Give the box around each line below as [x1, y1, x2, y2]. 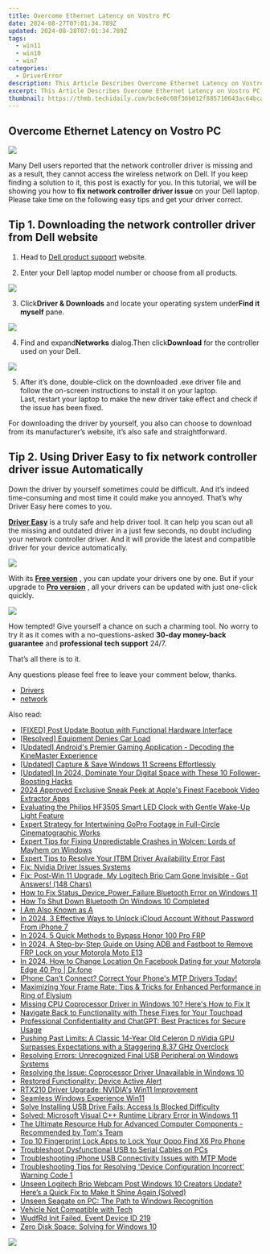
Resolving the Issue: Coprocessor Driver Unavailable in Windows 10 [19, 1067, 244, 1077]
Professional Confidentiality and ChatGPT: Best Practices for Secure [19, 1016, 247, 1026]
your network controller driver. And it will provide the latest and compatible [8, 534, 256, 544]
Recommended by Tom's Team [19, 1127, 123, 1137]
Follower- [228, 767, 261, 778]
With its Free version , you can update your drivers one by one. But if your [8, 573, 255, 583]
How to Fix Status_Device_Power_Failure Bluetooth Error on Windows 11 [19, 887, 258, 897]
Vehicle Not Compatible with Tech [19, 1204, 133, 1214]
